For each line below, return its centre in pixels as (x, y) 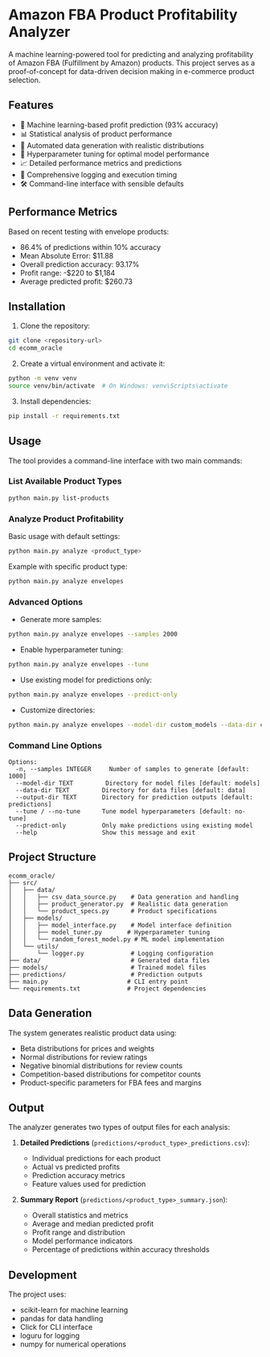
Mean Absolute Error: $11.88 (67, 255)
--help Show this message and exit (106, 832)
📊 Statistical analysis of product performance (96, 134)
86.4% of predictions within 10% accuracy (90, 247)
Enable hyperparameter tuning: (71, 649)
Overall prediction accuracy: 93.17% (80, 264)
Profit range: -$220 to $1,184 (67, 272)
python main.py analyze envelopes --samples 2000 (93, 634)
